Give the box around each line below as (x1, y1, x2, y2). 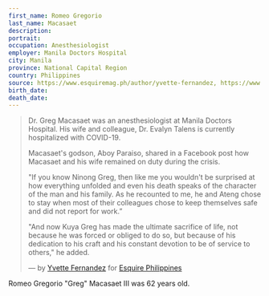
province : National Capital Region (8, 64, 128, 72)
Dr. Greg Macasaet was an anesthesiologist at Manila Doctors (27, 116, 232, 125)
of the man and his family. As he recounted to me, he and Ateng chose (27, 189, 262, 199)
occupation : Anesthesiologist (8, 42, 110, 50)
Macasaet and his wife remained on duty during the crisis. (27, 157, 221, 167)
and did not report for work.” (27, 206, 123, 217)
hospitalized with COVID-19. (27, 133, 121, 143)
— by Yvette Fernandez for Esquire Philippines (27, 263, 182, 273)
